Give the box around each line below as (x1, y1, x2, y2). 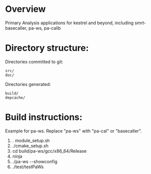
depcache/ (5, 95, 26, 100)
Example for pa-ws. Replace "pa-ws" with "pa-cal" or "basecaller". (5, 128, 142, 134)
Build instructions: (5, 112, 83, 123)
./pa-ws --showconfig (12, 158, 58, 164)
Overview (5, 3, 46, 15)
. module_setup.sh (12, 137, 50, 143)
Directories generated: (5, 81, 51, 87)
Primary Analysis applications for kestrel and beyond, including (5, 20, 134, 26)
